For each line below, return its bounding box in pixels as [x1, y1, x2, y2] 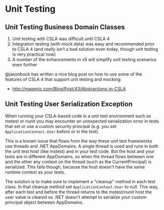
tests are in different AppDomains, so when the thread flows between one [5, 153, 154, 159]
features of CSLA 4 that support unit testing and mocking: [5, 77, 122, 82]
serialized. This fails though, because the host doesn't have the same [5, 164, 145, 169]
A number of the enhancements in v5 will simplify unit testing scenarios [12, 57, 157, 62]
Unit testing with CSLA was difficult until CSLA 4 [12, 36, 110, 42]
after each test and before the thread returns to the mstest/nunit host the [5, 189, 152, 195]
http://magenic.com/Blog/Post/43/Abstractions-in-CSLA [12, 86, 126, 91]
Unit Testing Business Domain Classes [5, 23, 125, 31]
